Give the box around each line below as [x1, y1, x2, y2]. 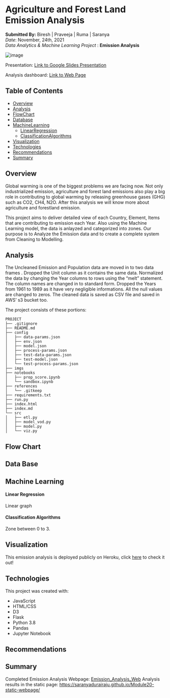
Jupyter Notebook [12, 630, 51, 636]
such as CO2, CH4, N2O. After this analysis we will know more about [5, 199, 149, 205]
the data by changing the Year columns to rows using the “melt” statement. [5, 275, 163, 281]
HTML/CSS [12, 603, 37, 609]
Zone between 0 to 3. [5, 525, 50, 532]
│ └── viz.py [5, 428, 38, 434]
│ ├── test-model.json [5, 357, 58, 362]
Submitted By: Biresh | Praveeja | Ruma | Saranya [5, 31, 110, 37]
